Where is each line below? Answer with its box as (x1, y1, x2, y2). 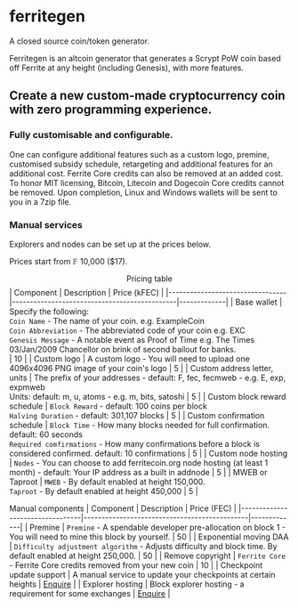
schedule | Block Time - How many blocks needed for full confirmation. (9, 419, 270, 430)
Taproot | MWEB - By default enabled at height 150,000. (9, 476, 206, 487)
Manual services (9, 218, 83, 231)
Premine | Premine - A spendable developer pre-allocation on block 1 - (29, 522, 286, 532)
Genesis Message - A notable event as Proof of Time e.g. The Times (9, 334, 255, 345)
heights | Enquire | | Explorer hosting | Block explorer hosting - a (9, 579, 245, 589)
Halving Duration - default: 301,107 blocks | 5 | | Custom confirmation (9, 409, 265, 420)
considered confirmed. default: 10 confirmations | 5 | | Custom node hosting (9, 448, 288, 458)
